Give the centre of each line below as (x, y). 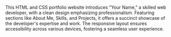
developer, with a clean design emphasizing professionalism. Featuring (80, 13)
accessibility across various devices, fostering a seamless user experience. (85, 29)
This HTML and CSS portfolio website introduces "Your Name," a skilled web (86, 7)
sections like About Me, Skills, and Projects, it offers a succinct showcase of (85, 18)
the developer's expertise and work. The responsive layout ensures (76, 23)
